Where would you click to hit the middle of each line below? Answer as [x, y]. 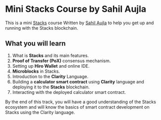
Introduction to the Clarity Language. [50, 76]
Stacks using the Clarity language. [40, 112]
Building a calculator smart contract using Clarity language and [78, 81]
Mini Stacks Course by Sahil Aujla [76, 9]
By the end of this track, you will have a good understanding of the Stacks [80, 102]
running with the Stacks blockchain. [42, 28]
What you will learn [35, 44]
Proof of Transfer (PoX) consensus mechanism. [61, 61]
